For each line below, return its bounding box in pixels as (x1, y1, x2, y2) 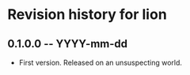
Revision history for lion (7, 6, 167, 24)
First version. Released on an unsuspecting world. (18, 58, 183, 67)
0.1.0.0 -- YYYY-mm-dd (7, 37, 128, 51)
